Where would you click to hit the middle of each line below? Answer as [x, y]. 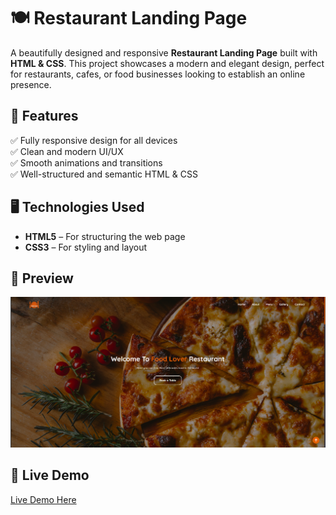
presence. [31, 84]
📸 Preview [42, 278]
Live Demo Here [43, 499]
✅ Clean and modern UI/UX [67, 151]
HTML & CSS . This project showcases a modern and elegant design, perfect [167, 63]
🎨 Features [44, 116]
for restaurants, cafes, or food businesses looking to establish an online [158, 74]
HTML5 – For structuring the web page [105, 236]
